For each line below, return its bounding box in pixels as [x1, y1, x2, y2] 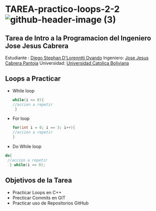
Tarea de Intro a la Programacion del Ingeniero [5, 34, 151, 42]
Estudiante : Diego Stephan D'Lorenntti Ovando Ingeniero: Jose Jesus [5, 55, 149, 61]
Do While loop [12, 143, 41, 150]
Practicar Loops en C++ [12, 189, 62, 195]
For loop [12, 115, 30, 121]
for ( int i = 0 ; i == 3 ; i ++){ [12, 125, 76, 130]
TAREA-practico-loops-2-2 [5, 3, 120, 15]
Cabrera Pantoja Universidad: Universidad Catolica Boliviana [5, 60, 129, 66]
